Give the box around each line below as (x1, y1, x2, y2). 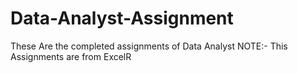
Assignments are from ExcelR (10, 50, 132, 62)
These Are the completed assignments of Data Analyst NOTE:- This (10, 40, 288, 52)
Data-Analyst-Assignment (10, 7, 234, 30)
